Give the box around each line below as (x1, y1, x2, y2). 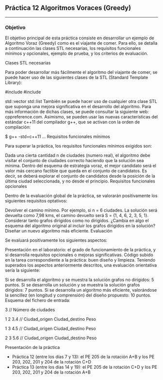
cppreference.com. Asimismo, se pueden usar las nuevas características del (5, 114, 158, 120)
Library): (5, 80, 22, 85)
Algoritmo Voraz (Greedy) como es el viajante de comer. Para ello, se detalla (5, 40, 158, 46)
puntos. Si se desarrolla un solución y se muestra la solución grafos (5, 282, 140, 288)
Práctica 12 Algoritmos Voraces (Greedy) (5, 4, 131, 12)
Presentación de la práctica (5, 345, 60, 350)
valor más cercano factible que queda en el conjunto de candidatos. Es (5, 168, 147, 174)
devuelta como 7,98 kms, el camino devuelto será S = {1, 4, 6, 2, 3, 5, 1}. (5, 213, 149, 218)
